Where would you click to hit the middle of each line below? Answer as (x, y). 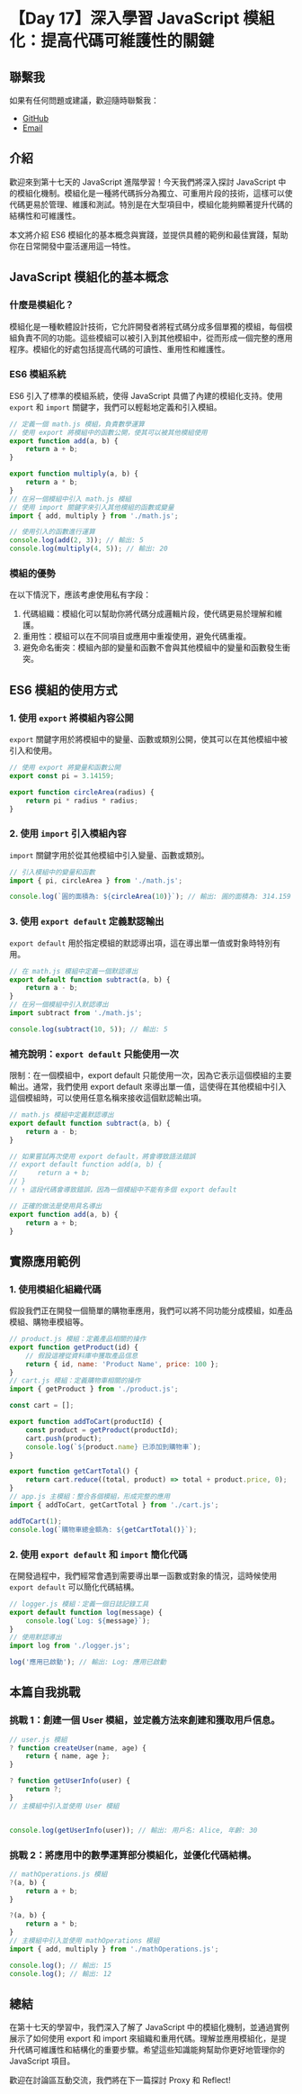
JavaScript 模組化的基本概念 (89, 277)
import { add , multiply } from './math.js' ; (94, 516)
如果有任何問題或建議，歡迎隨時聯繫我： (84, 100)
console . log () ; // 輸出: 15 (61, 1965)
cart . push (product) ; (64, 1438)
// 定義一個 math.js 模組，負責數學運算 (77, 424)
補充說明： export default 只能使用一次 (94, 1054)
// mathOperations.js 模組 (58, 1874)
